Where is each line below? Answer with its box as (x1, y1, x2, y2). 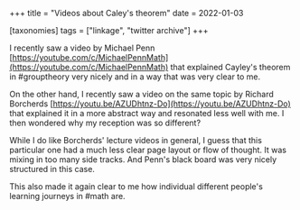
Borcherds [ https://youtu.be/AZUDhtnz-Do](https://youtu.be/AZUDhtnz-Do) (9, 98, 291, 109)
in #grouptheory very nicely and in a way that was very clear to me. (9, 71, 261, 82)
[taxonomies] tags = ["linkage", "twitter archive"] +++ (9, 25, 210, 35)
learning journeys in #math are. (9, 191, 126, 201)
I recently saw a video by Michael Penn (9, 42, 155, 53)
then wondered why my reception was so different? (9, 117, 202, 128)
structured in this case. (9, 164, 95, 174)
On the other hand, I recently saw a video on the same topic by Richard (9, 89, 274, 99)
